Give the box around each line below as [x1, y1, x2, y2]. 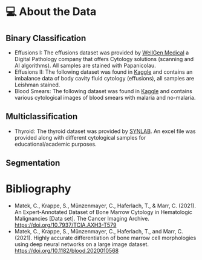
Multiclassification [5, 111, 78, 122]
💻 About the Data [5, 5, 97, 19]
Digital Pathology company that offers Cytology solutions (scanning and [14, 56, 194, 62]
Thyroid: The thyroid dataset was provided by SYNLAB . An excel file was [14, 128, 196, 135]
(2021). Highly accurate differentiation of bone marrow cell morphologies [14, 234, 197, 242]
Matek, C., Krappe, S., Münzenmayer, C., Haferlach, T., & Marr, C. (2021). [14, 202, 197, 209]
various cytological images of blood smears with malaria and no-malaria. [14, 94, 196, 101]
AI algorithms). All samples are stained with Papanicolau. [14, 62, 156, 69]
